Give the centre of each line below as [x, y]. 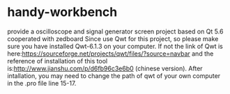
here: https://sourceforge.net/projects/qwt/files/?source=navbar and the [110, 54]
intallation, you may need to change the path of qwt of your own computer [114, 76]
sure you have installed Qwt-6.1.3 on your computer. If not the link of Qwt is [115, 46]
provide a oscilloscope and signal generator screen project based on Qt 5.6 [115, 31]
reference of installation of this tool [58, 61]
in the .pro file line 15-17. [42, 83]
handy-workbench [62, 12]
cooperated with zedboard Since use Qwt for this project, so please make [113, 38]
